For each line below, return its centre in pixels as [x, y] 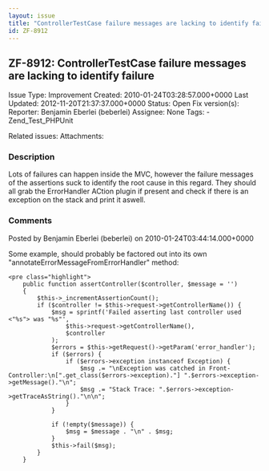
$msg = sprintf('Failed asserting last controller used [146, 312]
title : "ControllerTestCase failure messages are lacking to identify [128, 23]
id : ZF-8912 [28, 30]
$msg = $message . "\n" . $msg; [119, 431]
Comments [30, 221]
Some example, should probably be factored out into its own [108, 254]
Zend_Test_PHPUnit [41, 120]
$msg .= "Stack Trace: [118, 389]
